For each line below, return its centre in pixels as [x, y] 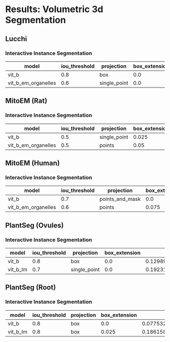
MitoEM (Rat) [26, 101]
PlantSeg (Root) [31, 288]
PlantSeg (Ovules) [35, 225]
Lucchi [16, 39]
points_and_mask [120, 199]
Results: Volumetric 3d [54, 9]
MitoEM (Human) [32, 163]
